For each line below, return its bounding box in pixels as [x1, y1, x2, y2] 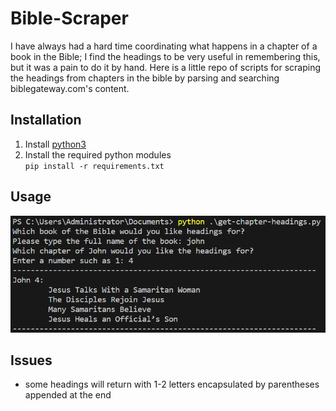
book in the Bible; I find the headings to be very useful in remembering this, [10, 50, 321, 62]
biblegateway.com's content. [10, 82, 130, 94]
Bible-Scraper [10, 7, 129, 30]
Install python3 [24, 138, 87, 150]
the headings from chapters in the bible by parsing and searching [10, 72, 280, 84]
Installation [10, 112, 82, 129]
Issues [10, 352, 53, 369]
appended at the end [24, 389, 112, 401]
